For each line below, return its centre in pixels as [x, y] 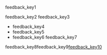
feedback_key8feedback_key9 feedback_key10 [54, 47]
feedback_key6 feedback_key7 [45, 37]
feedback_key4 [28, 26]
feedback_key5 [28, 32]
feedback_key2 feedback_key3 [37, 17]
